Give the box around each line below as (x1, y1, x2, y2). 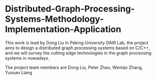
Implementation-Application (5, 24, 122, 35)
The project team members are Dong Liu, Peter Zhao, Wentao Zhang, (5, 64, 143, 70)
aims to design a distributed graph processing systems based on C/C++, (5, 45, 150, 51)
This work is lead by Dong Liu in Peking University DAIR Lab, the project (5, 40, 149, 45)
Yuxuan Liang (5, 69, 32, 75)
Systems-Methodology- (5, 13, 104, 25)
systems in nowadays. (5, 55, 49, 61)
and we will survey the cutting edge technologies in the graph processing (5, 50, 152, 56)
